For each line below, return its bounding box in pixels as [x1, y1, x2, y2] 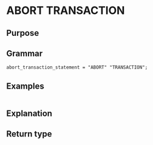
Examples [6, 81, 44, 91]
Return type [6, 129, 53, 139]
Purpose [6, 28, 39, 38]
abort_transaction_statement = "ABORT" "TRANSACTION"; [6, 64, 148, 70]
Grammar [6, 48, 43, 58]
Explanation [6, 108, 53, 118]
